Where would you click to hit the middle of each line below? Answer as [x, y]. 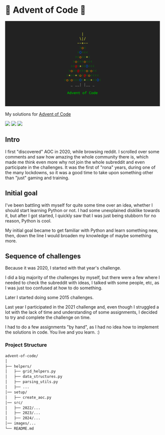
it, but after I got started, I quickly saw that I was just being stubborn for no [81, 216]
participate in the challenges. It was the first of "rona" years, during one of [80, 167]
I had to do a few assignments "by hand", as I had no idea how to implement [82, 327]
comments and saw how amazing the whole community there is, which [77, 156]
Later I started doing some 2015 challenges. [49, 298]
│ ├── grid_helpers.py [30, 372]
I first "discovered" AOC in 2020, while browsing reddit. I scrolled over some [82, 152]
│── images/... [21, 423]
